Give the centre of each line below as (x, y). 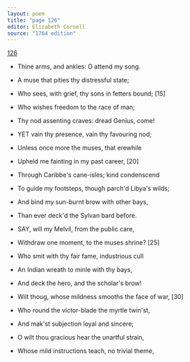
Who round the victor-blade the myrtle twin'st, (84, 310)
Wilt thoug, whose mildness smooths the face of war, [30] (100, 297)
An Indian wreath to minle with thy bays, (75, 270)
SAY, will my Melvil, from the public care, (76, 229)
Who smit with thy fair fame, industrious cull (80, 256)
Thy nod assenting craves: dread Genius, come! (86, 121)
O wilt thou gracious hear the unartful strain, (81, 338)
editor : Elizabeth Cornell (46, 27)
